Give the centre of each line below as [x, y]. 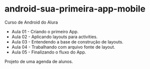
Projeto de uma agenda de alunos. [39, 61]
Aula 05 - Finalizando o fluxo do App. [49, 52]
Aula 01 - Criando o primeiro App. [45, 31]
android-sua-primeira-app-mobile [75, 9]
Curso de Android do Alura [31, 22]
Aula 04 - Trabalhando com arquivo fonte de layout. [63, 47]
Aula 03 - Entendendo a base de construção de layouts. [67, 41]
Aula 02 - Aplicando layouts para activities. [55, 37]
